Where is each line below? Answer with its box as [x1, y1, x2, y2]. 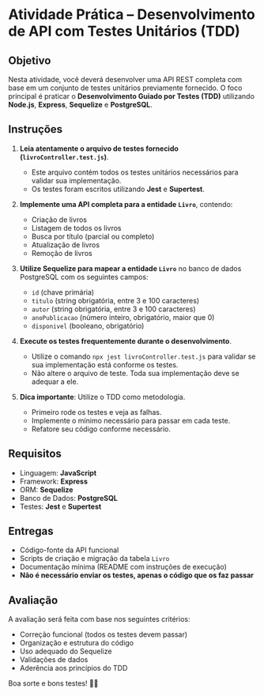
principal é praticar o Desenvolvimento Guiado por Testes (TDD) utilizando [8, 92, 255, 100]
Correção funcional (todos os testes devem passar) [19, 630, 188, 639]
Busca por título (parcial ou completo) [31, 231, 155, 241]
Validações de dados [19, 655, 89, 664]
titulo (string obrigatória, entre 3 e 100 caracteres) [31, 295, 200, 305]
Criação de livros [31, 215, 87, 224]
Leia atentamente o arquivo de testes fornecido [19, 144, 179, 153]
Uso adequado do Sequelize [19, 646, 112, 656]
